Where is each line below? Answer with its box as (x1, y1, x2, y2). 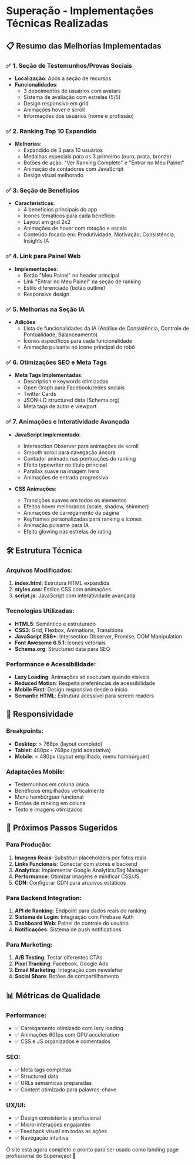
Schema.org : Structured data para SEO (14, 645, 110, 652)
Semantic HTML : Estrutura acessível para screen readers (14, 692, 154, 699)
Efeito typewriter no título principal (23, 461, 107, 468)
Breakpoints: (6, 727, 44, 735)
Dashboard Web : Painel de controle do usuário (14, 919, 129, 926)
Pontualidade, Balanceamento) (23, 331, 98, 338)
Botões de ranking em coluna (14, 799, 86, 806)
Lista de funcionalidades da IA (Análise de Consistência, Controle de (23, 325, 190, 332)
